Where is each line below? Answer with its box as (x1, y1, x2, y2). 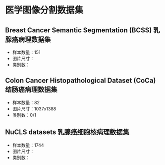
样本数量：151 (12, 49, 41, 55)
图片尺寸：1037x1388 (12, 105, 56, 112)
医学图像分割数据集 (5, 4, 84, 16)
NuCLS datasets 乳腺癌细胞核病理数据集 (5, 128, 130, 137)
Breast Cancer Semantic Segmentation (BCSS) (5, 26, 152, 34)
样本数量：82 (12, 99, 40, 105)
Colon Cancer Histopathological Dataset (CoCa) (5, 77, 156, 85)
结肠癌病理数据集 (5, 85, 57, 94)
